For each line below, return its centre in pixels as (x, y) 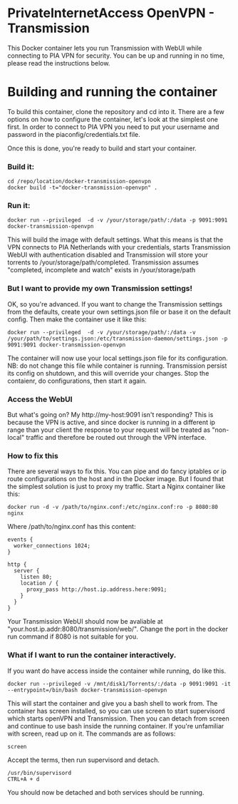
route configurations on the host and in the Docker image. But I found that (116, 479)
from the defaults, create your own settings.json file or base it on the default (119, 311)
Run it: (19, 206)
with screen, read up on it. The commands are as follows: (92, 733)
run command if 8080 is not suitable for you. (73, 636)
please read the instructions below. (59, 63)
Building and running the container (113, 92)
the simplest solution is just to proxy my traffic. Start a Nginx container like (117, 487)
